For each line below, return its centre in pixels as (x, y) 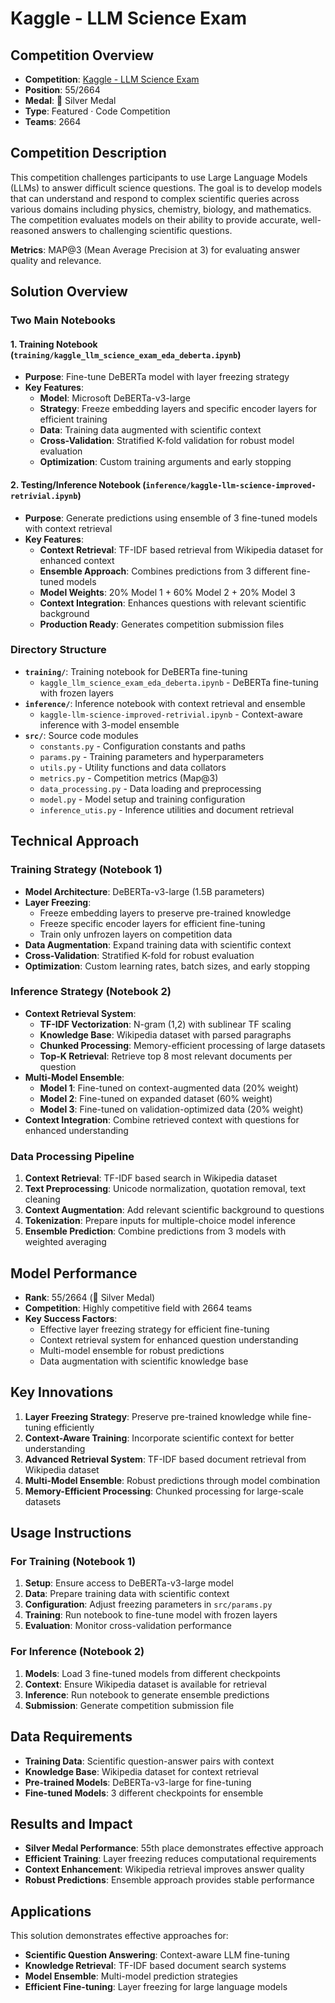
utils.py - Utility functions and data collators (133, 767)
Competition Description (88, 153)
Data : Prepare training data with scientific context (127, 1594)
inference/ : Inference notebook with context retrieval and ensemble (165, 703)
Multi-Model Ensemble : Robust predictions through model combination (172, 1480)
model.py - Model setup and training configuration (142, 799)
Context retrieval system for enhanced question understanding (169, 1339)
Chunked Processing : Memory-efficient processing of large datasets (182, 1045)
